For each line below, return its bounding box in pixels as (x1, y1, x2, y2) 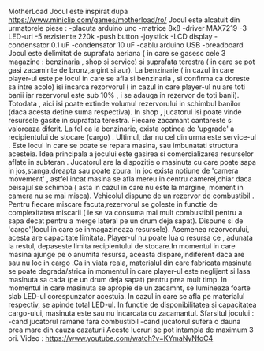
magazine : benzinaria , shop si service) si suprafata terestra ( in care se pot (8, 57, 255, 66)
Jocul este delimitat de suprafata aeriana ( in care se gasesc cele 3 (8, 49, 226, 58)
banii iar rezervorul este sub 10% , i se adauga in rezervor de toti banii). (8, 91, 240, 99)
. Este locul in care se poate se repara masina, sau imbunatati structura (8, 141, 239, 150)
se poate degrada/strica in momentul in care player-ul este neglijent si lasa (8, 267, 251, 275)
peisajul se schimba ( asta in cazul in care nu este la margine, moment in (8, 183, 244, 192)
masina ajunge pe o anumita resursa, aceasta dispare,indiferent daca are (8, 250, 245, 259)
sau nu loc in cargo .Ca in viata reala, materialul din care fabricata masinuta (8, 258, 252, 267)
